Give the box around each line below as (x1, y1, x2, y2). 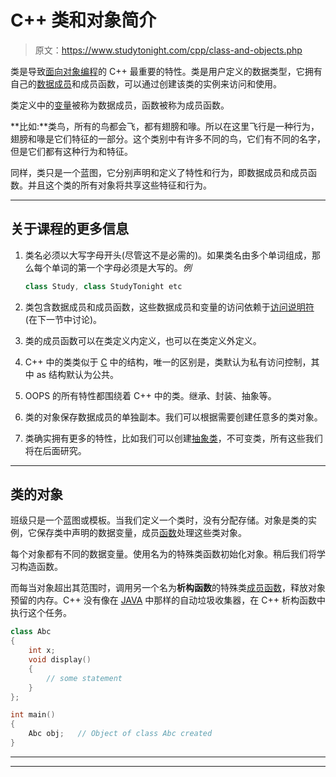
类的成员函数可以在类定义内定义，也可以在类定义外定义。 (24, 334, 262, 346)
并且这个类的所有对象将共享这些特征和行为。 (27, 179, 212, 191)
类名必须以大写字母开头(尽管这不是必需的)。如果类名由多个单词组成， (24, 249, 313, 261)
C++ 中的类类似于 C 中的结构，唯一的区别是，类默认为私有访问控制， (24, 356, 312, 368)
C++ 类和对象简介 (10, 9, 157, 32)
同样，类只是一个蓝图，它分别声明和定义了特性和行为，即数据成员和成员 (10, 166, 308, 178)
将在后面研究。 (24, 444, 87, 456)
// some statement (46, 673, 123, 683)
